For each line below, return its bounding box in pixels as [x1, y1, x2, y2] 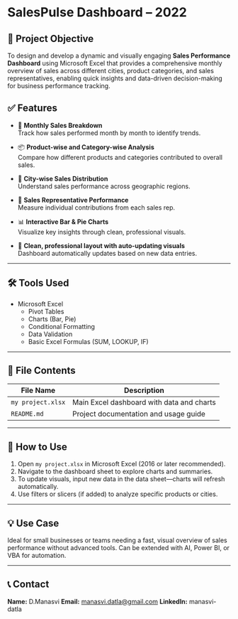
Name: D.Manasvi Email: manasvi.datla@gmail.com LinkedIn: [7, 597, 188, 605]
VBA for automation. [7, 551, 67, 560]
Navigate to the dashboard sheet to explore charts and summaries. [17, 467, 213, 476]
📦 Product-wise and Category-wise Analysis [17, 143, 154, 151]
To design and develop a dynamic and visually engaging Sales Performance [7, 51, 231, 60]
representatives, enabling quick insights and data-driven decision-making [7, 74, 223, 82]
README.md [11, 410, 44, 418]
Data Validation [28, 330, 73, 338]
